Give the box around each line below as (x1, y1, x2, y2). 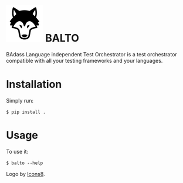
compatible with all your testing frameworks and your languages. (6, 57, 163, 64)
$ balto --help (6, 160, 43, 166)
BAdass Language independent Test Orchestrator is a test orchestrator (6, 50, 177, 57)
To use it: (6, 148, 29, 155)
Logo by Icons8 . (6, 170, 45, 177)
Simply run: (6, 97, 34, 104)
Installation (6, 78, 62, 91)
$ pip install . (6, 109, 46, 115)
